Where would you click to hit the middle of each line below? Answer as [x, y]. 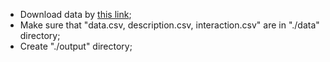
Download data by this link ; [75, 14]
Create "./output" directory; [76, 46]
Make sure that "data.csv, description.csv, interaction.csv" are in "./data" [169, 25]
